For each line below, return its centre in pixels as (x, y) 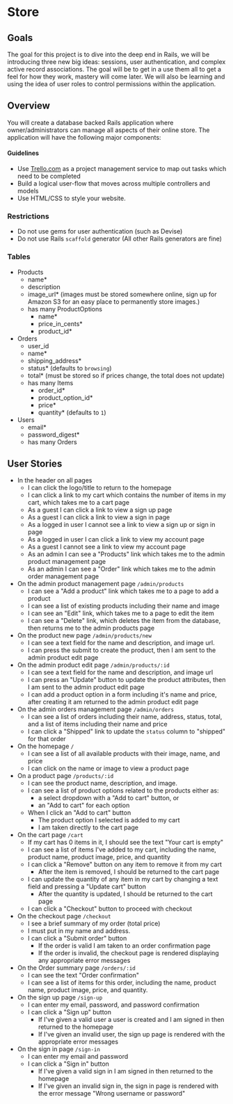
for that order (47, 739)
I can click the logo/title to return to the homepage (99, 488)
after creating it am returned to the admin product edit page (113, 702)
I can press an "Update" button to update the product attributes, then (127, 680)
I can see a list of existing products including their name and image (123, 606)
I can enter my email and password (78, 1057)
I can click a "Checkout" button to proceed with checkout (110, 909)
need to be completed (49, 176)
